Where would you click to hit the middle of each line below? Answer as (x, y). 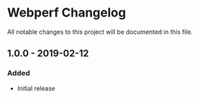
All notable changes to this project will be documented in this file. (100, 32)
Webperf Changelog (67, 13)
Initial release (36, 88)
